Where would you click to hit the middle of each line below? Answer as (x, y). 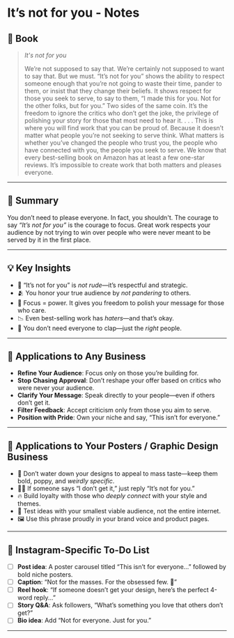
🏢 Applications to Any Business (77, 357)
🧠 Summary (33, 201)
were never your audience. (56, 388)
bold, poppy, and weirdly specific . (66, 481)
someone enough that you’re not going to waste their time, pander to (123, 84)
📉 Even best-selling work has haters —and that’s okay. (95, 318)
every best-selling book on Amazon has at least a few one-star (115, 157)
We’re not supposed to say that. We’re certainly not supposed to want (124, 69)
